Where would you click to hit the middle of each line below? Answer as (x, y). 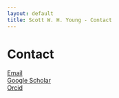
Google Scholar (29, 81)
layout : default (30, 13)
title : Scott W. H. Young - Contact (60, 20)
